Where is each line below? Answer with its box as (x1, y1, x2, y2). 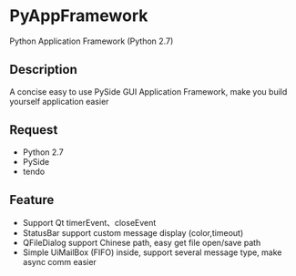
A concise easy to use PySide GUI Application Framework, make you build (9, 86, 288, 97)
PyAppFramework (9, 5, 148, 26)
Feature (9, 192, 55, 208)
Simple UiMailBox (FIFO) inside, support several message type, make (22, 247, 282, 258)
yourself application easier (9, 96, 109, 107)
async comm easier (22, 257, 97, 268)
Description (9, 62, 77, 77)
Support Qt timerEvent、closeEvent (22, 218, 157, 229)
